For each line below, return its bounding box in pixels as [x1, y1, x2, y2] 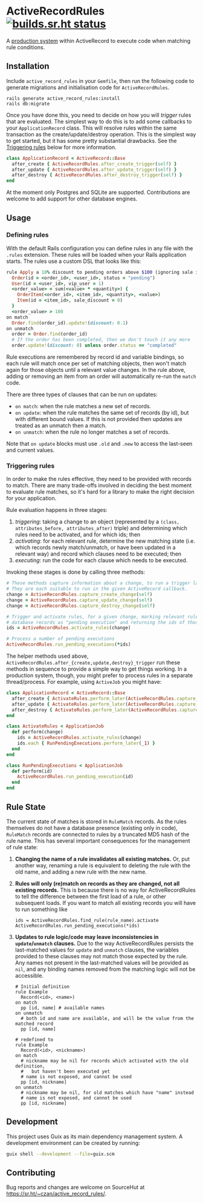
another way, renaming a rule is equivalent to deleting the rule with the [14, 861, 191, 869]
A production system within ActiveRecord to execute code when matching [6, 37, 191, 44]
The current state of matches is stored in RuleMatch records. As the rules [6, 818, 187, 825]
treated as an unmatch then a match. [14, 422, 107, 429]
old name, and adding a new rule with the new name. [14, 868, 147, 875]
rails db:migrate [6, 101, 50, 107]
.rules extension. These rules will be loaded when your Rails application [6, 251, 187, 258]
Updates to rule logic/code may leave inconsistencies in [14, 933, 159, 940]
